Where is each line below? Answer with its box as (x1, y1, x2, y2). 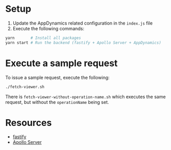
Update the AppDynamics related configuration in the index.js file (12, 20, 153, 26)
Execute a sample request (5, 57, 118, 69)
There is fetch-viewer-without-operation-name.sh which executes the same (5, 93, 166, 100)
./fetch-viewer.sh (5, 84, 45, 90)
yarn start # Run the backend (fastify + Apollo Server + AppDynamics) (5, 40, 161, 45)
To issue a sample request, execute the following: (5, 74, 110, 80)
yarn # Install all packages (5, 35, 81, 40)
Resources (5, 117, 52, 128)
